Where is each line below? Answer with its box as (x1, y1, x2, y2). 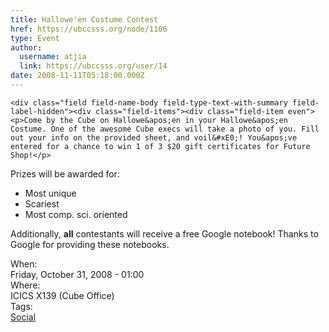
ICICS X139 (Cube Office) (10, 289, 115, 301)
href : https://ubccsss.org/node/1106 (10, 24, 168, 34)
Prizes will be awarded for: (10, 167, 120, 180)
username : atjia (19, 52, 87, 62)
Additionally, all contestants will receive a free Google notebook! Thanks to (10, 227, 319, 240)
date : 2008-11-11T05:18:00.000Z (10, 71, 145, 81)
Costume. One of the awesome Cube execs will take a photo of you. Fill (10, 124, 320, 134)
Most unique (24, 187, 77, 199)
